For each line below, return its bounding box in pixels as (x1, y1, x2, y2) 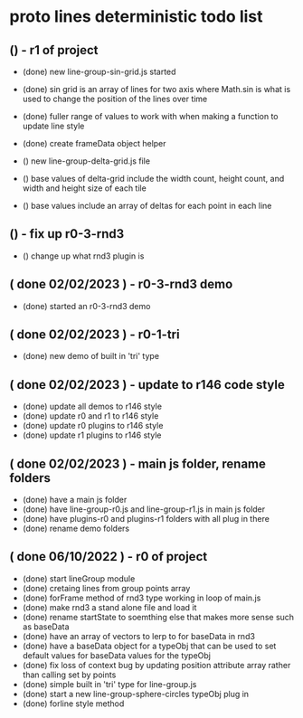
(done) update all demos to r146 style (22, 401, 163, 412)
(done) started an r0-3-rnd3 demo (22, 300, 151, 311)
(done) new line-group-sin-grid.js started (22, 66, 176, 77)
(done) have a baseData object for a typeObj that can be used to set (22, 640, 277, 651)
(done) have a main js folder (22, 495, 128, 505)
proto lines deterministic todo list (9, 6, 264, 27)
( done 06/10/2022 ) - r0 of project (9, 549, 208, 564)
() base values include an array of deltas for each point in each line (22, 201, 272, 211)
